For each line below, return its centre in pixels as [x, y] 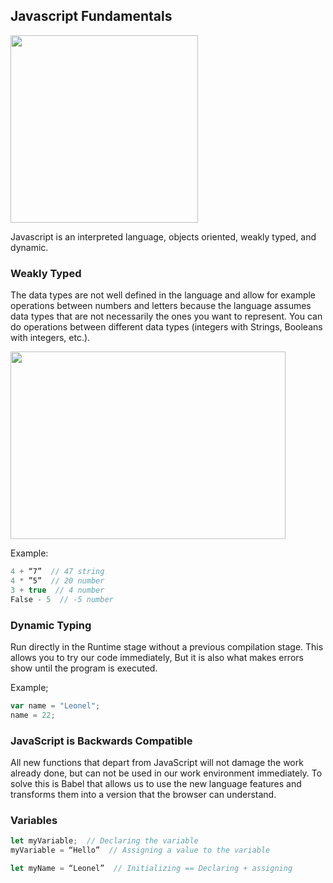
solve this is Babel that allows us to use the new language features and [156, 783]
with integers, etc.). [50, 338]
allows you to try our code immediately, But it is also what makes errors [157, 657]
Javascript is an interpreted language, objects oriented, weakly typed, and [163, 236]
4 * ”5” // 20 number [57, 580]
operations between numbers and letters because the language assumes [161, 306]
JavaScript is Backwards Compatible [101, 741]
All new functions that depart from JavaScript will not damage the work [157, 762]
